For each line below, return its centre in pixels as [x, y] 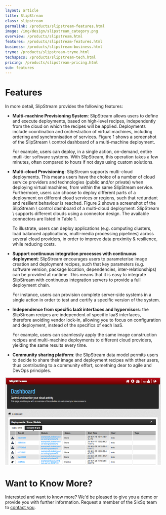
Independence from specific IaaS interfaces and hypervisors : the [81, 310]
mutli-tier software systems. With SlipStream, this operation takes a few [85, 157]
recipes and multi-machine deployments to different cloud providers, [82, 340]
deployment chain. [31, 285]
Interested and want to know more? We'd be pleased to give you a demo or [82, 497]
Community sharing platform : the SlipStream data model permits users [85, 355]
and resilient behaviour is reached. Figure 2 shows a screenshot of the [84, 203]
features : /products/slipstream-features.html [54, 42]
